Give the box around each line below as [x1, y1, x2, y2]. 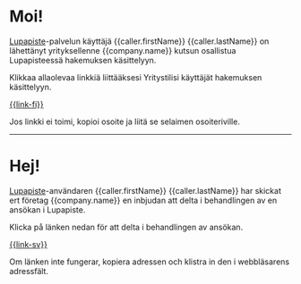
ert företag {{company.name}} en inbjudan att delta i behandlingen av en [9, 195, 278, 205]
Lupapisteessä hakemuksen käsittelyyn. [9, 54, 157, 65]
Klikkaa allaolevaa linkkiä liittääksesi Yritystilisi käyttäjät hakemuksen [9, 71, 262, 82]
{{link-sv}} [9, 238, 47, 249]
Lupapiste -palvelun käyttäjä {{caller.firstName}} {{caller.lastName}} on [9, 36, 270, 46]
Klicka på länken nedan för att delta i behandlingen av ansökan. [9, 221, 244, 232]
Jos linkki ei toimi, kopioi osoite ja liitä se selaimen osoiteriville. [9, 116, 240, 127]
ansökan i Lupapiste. [9, 204, 86, 215]
